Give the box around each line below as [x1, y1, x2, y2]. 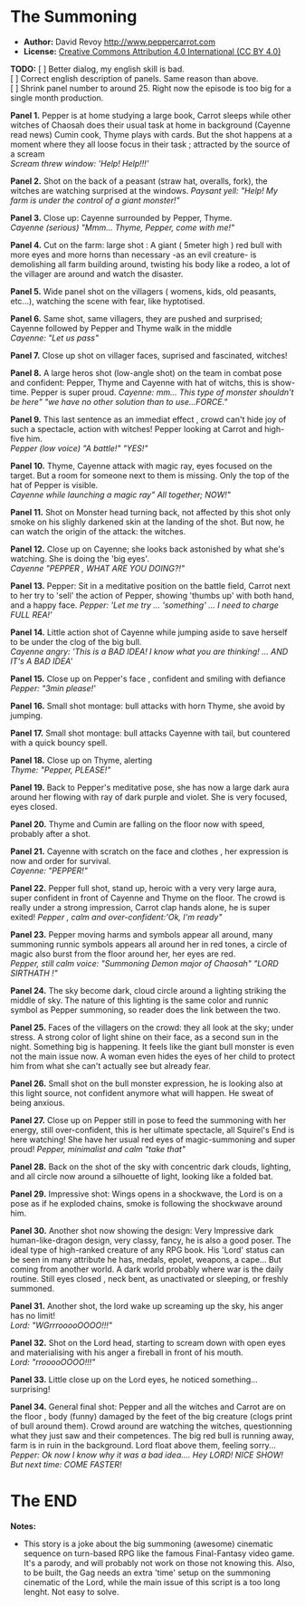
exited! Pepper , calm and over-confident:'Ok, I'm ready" [10, 911, 223, 922]
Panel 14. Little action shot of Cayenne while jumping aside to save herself [10, 627, 288, 638]
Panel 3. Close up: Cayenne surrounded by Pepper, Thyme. [10, 212, 233, 223]
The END [10, 1491, 78, 1512]
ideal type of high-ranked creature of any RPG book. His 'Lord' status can [10, 1244, 285, 1255]
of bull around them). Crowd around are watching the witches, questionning [10, 1420, 293, 1431]
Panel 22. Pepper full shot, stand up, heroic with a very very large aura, [10, 882, 277, 893]
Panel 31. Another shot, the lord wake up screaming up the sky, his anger [10, 1300, 284, 1311]
